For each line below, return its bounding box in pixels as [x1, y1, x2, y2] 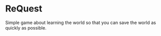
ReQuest [5, 3, 43, 14]
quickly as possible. [5, 24, 47, 30]
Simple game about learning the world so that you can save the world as [5, 19, 156, 25]
